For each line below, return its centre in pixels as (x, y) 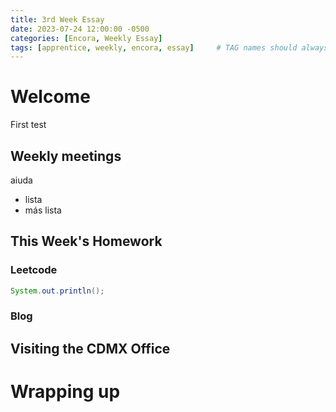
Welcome (50, 97)
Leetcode (34, 270)
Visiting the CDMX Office (90, 348)
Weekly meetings (66, 156)
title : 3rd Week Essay (57, 19)
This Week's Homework (86, 241)
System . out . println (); (57, 291)
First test (28, 125)
